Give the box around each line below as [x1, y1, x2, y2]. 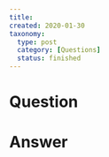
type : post [17, 37, 58, 47]
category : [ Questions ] [17, 46, 101, 55]
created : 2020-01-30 [9, 21, 86, 30]
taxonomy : [9, 29, 46, 38]
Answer [9, 132, 68, 153]
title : [9, 12, 34, 22]
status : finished [17, 54, 82, 63]
